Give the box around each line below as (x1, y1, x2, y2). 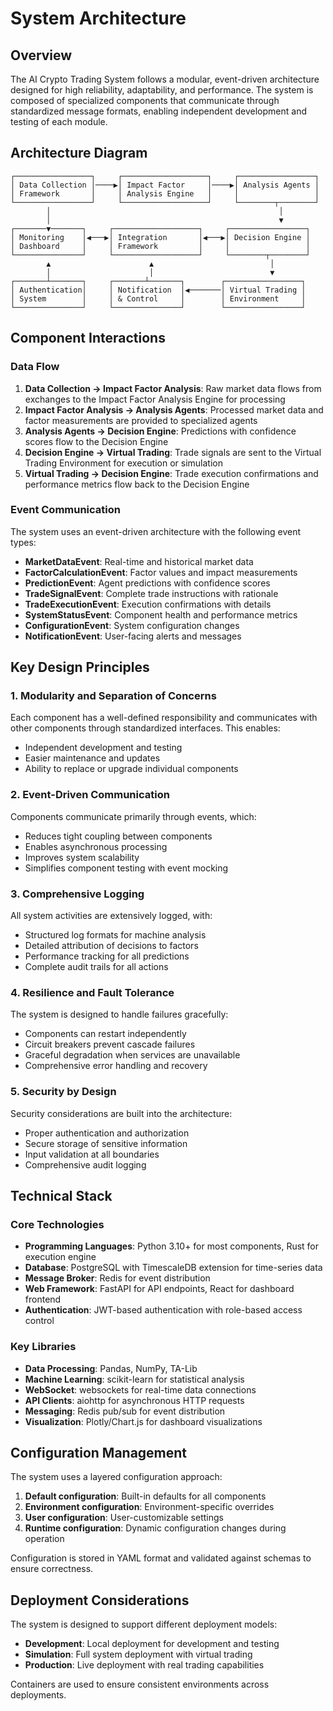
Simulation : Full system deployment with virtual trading (24, 1648, 253, 1661)
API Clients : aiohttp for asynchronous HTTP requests (24, 1394, 245, 1406)
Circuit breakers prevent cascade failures (24, 1038, 196, 1051)
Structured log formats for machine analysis (24, 929, 207, 941)
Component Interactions (10, 330, 166, 347)
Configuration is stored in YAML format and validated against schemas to (10, 1552, 312, 1564)
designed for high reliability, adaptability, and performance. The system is (10, 84, 314, 96)
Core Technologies (10, 1217, 105, 1231)
